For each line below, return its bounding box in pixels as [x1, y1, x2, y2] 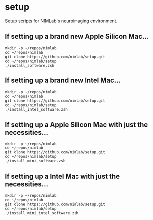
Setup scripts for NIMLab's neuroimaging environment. [5, 18, 118, 24]
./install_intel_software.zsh [5, 107, 68, 112]
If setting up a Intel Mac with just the [5, 172, 120, 180]
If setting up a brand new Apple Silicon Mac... [5, 32, 149, 41]
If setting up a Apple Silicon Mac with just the [5, 120, 148, 129]
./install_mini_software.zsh [5, 158, 66, 164]
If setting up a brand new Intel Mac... [5, 76, 121, 85]
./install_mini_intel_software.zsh [5, 211, 79, 216]
